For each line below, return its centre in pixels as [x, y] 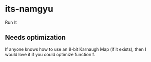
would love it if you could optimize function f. [50, 54]
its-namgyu [29, 9]
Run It [11, 22]
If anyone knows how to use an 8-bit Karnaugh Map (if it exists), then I [75, 49]
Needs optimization [35, 38]
